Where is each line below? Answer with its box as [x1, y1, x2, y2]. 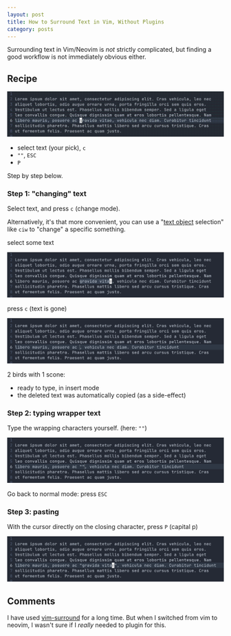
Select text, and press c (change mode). [7, 204, 120, 213]
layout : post [7, 11, 45, 18]
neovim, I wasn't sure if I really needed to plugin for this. [7, 621, 166, 629]
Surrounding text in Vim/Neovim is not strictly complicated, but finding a [7, 46, 212, 54]
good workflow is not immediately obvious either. [7, 52, 146, 61]
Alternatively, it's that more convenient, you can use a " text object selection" [7, 218, 224, 226]
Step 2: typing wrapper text [7, 408, 101, 417]
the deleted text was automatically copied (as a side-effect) [16, 390, 186, 399]
